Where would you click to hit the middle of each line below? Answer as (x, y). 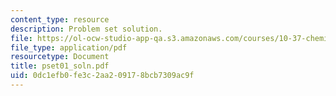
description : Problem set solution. (86, 29)
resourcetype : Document (60, 57)
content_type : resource (60, 19)
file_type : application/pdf (69, 47)
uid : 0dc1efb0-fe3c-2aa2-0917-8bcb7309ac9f (102, 76)
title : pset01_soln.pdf (60, 66)
